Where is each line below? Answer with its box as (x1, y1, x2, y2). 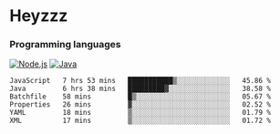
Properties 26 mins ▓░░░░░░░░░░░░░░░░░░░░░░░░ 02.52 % (9, 100, 272, 109)
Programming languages (9, 38, 121, 51)
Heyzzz (9, 5, 68, 26)
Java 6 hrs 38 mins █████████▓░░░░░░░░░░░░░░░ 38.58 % (9, 84, 272, 94)
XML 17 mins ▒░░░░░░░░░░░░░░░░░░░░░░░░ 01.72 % (9, 116, 272, 126)
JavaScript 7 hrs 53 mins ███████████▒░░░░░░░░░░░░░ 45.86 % (9, 77, 272, 86)
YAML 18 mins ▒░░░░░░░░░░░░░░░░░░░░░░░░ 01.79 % (9, 108, 272, 118)
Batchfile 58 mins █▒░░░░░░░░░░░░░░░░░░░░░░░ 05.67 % (9, 92, 272, 101)
